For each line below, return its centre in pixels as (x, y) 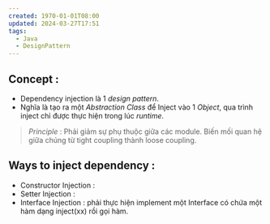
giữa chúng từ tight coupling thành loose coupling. (112, 140)
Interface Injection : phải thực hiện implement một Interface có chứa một (141, 202)
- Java (27, 39)
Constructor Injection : (58, 185)
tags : (17, 31)
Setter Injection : (47, 194)
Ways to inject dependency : (82, 166)
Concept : (34, 79)
